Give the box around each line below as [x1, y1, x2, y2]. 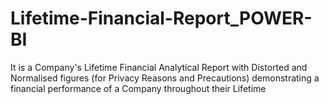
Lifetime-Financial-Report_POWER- [10, 7, 313, 30]
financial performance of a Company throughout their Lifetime [10, 82, 267, 94]
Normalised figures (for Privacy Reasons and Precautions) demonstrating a [10, 72, 320, 84]
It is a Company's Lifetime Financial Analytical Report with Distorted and [10, 61, 308, 73]
